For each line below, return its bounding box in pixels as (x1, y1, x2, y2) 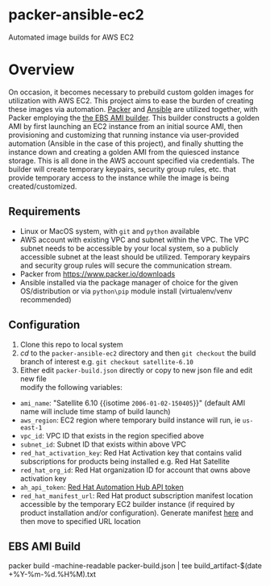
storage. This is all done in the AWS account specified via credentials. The (8, 156, 255, 165)
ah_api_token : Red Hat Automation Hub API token (19, 482, 184, 492)
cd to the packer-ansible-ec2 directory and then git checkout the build (19, 348, 256, 358)
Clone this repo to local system (19, 339, 123, 349)
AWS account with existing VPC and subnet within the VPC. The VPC (19, 235, 250, 244)
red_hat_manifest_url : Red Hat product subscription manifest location (19, 490, 254, 501)
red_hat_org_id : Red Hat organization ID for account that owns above (19, 465, 251, 475)
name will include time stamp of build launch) (19, 406, 171, 416)
